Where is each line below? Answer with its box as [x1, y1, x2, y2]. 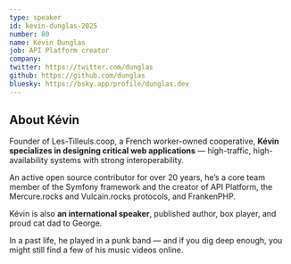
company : [9, 54, 42, 63]
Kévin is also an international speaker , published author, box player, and [9, 209, 277, 219]
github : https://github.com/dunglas [9, 71, 145, 80]
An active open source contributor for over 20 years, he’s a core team [9, 172, 266, 183]
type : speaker [9, 12, 62, 22]
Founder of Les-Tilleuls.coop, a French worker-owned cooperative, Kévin [9, 136, 279, 147]
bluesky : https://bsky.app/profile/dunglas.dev [9, 79, 190, 88]
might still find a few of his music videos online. [9, 244, 184, 255]
